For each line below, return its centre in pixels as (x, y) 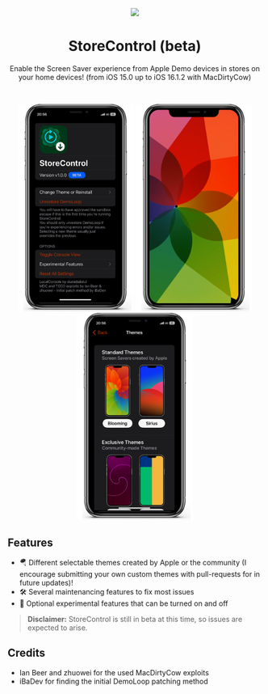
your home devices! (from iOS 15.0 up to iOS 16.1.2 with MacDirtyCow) (135, 77)
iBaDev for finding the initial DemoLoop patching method (114, 681)
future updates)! (46, 582)
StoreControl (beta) (135, 47)
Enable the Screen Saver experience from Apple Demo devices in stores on (135, 68)
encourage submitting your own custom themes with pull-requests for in (139, 573)
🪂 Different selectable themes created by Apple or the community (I (133, 562)
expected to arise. (57, 628)
